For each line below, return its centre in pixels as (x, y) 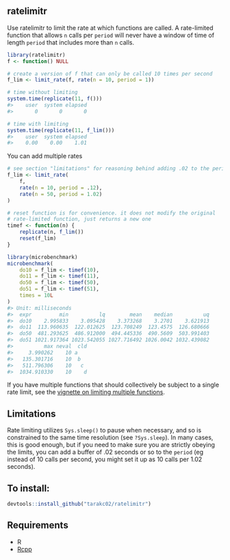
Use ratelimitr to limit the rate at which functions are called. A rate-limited (110, 27)
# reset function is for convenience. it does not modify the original (111, 213)
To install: (28, 488)
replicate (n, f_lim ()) (52, 232)
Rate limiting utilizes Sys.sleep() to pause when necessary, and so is (104, 430)
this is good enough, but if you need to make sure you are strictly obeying (111, 445)
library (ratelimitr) (37, 55)
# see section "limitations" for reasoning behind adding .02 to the (108, 169)
